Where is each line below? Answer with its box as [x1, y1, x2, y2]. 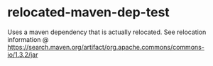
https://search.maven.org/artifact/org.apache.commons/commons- [7, 43, 204, 51]
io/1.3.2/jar [7, 50, 38, 59]
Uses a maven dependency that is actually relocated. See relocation [7, 28, 207, 36]
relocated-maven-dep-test [7, 4, 170, 21]
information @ [7, 35, 49, 43]
